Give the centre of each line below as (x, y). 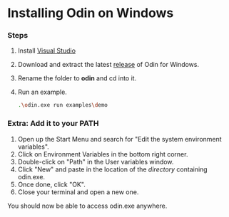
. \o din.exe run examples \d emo (63, 105)
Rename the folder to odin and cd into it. (77, 78)
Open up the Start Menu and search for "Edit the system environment (120, 139)
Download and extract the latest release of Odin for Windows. (108, 65)
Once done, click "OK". (51, 184)
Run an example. (42, 92)
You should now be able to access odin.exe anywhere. (87, 206)
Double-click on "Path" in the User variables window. (96, 162)
